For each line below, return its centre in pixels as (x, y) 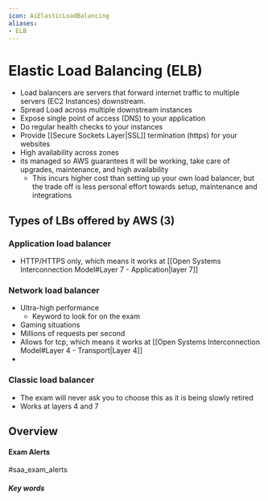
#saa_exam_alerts (38, 470)
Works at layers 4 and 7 (59, 406)
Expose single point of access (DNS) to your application (113, 118)
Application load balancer (60, 244)
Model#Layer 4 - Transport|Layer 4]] (81, 351)
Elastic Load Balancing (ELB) (105, 70)
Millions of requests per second (72, 334)
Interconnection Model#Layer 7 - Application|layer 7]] (109, 269)
